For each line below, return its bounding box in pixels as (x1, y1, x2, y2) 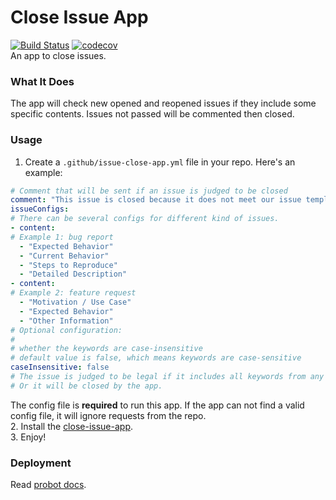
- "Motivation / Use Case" (19, 297, 132, 308)
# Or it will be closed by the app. (10, 381, 163, 391)
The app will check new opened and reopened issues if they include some (10, 97, 317, 110)
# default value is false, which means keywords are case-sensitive (10, 353, 302, 363)
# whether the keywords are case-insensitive (10, 344, 203, 354)
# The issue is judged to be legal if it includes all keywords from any (10, 372, 325, 382)
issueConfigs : (10, 204, 70, 215)
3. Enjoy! (10, 431, 47, 443)
